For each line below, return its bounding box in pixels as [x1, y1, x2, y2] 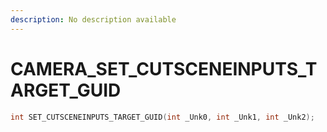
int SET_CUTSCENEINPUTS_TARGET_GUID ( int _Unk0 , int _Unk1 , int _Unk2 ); [10, 112, 315, 122]
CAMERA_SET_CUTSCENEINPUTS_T [10, 57, 318, 80]
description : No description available [10, 14, 177, 25]
